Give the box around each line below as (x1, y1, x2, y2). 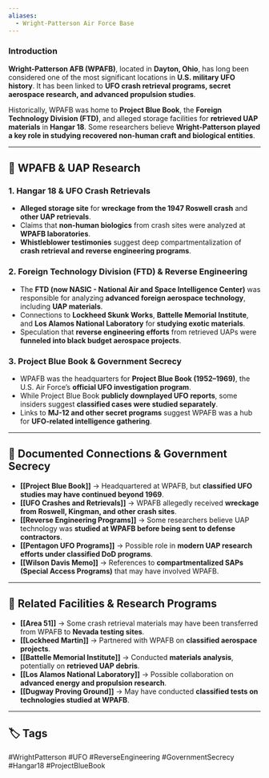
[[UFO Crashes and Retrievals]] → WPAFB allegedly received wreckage (19, 498, 259, 508)
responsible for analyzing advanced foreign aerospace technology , (19, 293, 246, 302)
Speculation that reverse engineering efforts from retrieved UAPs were (19, 326, 257, 337)
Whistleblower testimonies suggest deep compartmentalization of (19, 237, 242, 247)
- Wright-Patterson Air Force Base (15, 19, 134, 27)
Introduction (8, 46, 58, 57)
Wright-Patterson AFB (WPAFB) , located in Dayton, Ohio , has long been (8, 63, 250, 73)
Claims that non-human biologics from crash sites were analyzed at (19, 221, 246, 230)
